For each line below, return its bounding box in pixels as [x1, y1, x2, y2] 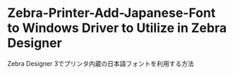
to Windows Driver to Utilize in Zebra [7, 20, 227, 36]
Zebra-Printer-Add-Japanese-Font [7, 5, 216, 21]
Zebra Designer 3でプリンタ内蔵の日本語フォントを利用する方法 [7, 59, 194, 68]
